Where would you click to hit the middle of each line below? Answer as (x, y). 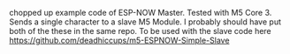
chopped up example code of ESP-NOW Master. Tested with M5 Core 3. (141, 13)
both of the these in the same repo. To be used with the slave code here (140, 31)
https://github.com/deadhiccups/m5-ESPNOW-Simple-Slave (119, 40)
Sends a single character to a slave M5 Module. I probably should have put (145, 22)
